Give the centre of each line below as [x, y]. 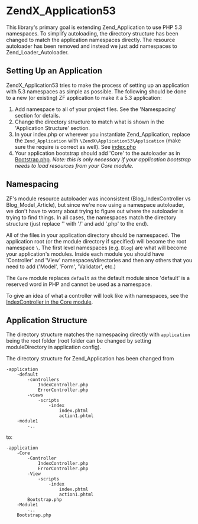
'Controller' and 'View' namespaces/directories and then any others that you [99, 260]
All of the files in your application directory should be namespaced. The [93, 235]
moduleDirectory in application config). [54, 347]
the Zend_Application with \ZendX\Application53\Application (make [98, 141]
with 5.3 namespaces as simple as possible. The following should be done [96, 91]
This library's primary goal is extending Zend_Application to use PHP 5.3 [94, 27]
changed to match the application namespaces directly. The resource [91, 40]
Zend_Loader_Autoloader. [38, 52]
